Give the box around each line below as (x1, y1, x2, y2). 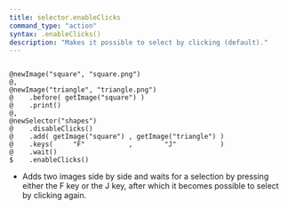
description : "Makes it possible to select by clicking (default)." (9, 37, 268, 47)
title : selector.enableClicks (9, 12, 122, 22)
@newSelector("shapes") (9, 117, 98, 125)
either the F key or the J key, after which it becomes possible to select (21, 181, 279, 191)
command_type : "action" (9, 21, 98, 30)
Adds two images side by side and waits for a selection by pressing (21, 171, 269, 182)
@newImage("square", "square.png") (9, 70, 141, 79)
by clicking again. (21, 190, 87, 201)
